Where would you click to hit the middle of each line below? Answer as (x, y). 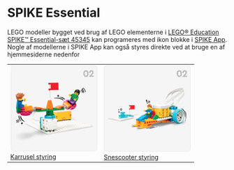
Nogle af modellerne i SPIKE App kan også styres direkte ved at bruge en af (116, 47)
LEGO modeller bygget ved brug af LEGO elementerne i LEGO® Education (113, 32)
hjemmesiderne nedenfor (44, 54)
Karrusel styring (33, 157)
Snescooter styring (131, 157)
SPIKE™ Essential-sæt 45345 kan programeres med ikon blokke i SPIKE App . (117, 39)
